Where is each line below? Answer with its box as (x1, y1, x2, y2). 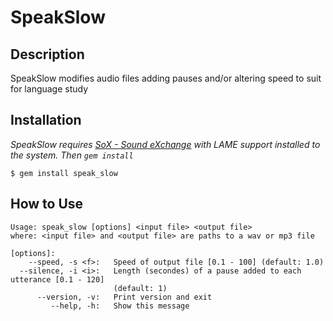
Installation (10, 112, 82, 129)
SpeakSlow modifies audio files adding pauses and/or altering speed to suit (10, 72, 322, 84)
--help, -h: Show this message (50, 301, 190, 311)
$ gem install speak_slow (10, 168, 118, 178)
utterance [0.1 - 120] (10, 274, 105, 285)
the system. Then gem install (10, 149, 134, 161)
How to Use (10, 196, 84, 213)
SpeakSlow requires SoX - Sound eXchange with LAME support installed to (10, 138, 321, 150)
